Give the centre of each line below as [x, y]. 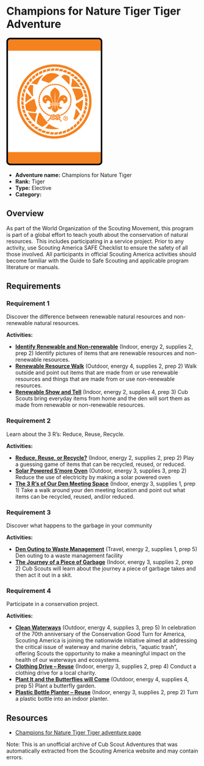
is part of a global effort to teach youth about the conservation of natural [97, 234]
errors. [15, 757]
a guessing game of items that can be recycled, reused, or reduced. [100, 464]
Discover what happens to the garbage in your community [79, 525]
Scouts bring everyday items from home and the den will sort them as [102, 399]
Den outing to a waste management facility [69, 556]
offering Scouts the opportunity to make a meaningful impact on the [100, 653]
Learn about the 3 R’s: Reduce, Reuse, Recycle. [65, 434]
